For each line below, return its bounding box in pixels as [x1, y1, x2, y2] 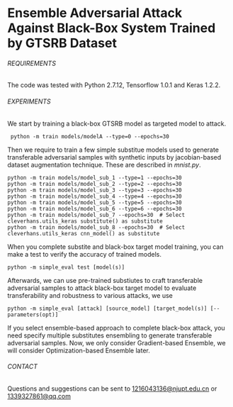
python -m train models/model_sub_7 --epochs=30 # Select [7, 211, 186, 218]
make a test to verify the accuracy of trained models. [7, 250, 161, 258]
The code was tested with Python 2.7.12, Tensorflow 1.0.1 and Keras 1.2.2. [7, 81, 221, 89]
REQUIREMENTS [7, 59, 57, 67]
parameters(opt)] [7, 311, 59, 318]
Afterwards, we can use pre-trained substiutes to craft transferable [7, 276, 203, 284]
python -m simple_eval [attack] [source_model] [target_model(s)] [7, 305, 208, 312]
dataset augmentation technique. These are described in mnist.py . [7, 160, 201, 169]
